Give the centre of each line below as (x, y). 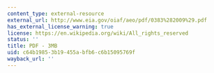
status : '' (23, 40)
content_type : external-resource (56, 14)
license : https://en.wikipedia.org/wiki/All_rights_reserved (98, 33)
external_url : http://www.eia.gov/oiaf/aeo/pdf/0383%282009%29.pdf (107, 20)
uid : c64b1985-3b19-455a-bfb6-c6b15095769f (71, 53)
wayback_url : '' (31, 59)
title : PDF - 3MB (32, 46)
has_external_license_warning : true (60, 26)
